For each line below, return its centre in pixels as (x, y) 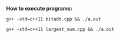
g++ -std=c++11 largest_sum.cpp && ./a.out (60, 29)
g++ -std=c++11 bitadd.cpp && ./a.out (54, 19)
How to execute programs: (39, 8)
